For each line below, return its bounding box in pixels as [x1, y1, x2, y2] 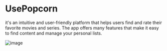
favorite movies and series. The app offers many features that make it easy [5, 24, 159, 30]
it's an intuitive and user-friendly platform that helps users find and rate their [5, 19, 162, 25]
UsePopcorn [5, 3, 58, 14]
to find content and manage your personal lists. [5, 30, 102, 36]
